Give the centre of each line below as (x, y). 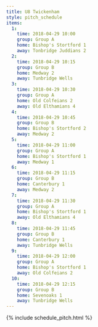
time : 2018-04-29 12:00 (46, 256)
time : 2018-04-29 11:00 (46, 145)
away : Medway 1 (36, 162)
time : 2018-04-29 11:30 (46, 201)
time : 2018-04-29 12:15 (46, 284)
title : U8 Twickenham (33, 12)
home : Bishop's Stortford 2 (51, 129)
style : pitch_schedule (34, 17)
